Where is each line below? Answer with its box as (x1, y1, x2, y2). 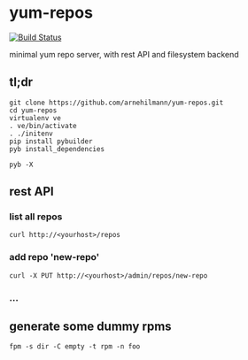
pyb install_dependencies (9, 144, 105, 153)
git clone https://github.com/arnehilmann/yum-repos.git (9, 98, 224, 107)
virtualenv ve (9, 113, 62, 122)
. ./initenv (9, 129, 53, 138)
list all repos (9, 211, 63, 223)
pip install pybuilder (9, 136, 93, 146)
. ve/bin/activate (9, 121, 77, 130)
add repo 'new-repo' (9, 251, 100, 264)
